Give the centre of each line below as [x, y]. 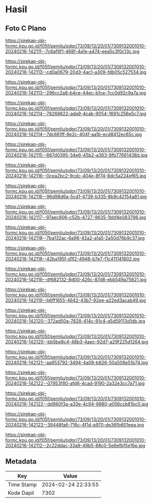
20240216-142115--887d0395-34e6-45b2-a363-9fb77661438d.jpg [76, 155]
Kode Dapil [21, 493]
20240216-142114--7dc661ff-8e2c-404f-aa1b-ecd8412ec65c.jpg [73, 134]
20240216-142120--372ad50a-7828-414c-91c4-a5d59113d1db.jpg [75, 321]
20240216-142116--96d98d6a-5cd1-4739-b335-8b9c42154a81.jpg [76, 197]
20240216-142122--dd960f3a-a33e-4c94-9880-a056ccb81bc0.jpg [77, 404]
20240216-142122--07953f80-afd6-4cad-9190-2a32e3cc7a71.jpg [75, 383]
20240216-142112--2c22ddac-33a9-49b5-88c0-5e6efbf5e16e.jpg [75, 446]
